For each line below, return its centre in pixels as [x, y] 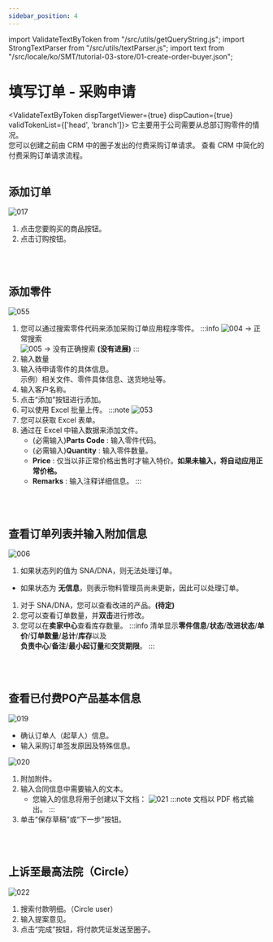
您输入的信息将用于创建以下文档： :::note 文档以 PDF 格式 [140, 799]
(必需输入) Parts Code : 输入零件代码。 [96, 440]
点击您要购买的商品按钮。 [63, 229]
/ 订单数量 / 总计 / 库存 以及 [67, 635]
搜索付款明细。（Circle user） [69, 909]
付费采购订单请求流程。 [48, 155]
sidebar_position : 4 [43, 16]
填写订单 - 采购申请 [72, 92]
